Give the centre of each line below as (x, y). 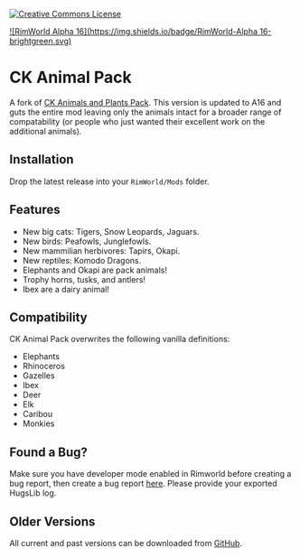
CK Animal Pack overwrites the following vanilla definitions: (120, 339)
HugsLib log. (33, 493)
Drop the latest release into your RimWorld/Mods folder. (109, 181)
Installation (42, 159)
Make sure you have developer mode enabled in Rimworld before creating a (150, 474)
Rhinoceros (44, 367)
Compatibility (48, 317)
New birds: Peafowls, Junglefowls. (87, 241)
